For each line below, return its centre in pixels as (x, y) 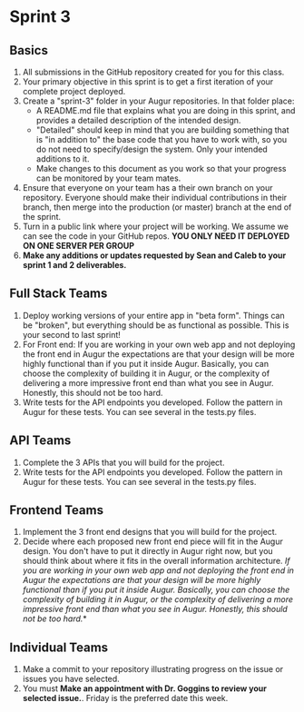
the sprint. (42, 217)
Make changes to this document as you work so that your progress (161, 168)
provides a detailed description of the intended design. (138, 120)
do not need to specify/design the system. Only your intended (152, 149)
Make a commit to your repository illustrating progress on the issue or (153, 669)
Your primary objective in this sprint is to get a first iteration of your (148, 82)
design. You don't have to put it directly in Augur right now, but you (148, 551)
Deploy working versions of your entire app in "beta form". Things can (153, 315)
